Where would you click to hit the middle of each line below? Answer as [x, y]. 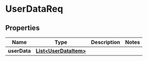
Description [105, 42]
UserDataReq [34, 9]
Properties [23, 28]
